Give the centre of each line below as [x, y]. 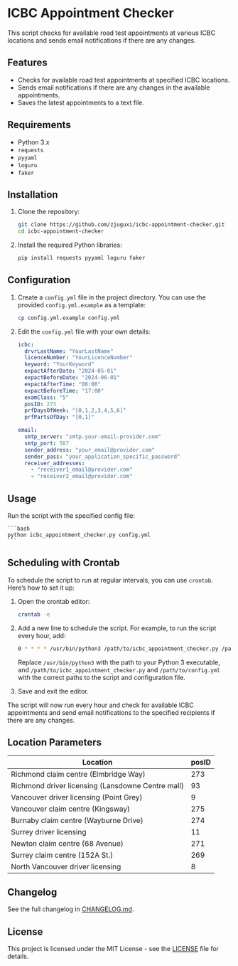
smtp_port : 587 [47, 443]
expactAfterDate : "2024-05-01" [71, 371]
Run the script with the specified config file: [71, 516]
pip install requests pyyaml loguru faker [81, 258]
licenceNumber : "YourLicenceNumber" [79, 358]
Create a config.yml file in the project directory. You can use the [112, 297]
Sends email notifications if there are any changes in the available [114, 87]
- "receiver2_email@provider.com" [82, 477]
